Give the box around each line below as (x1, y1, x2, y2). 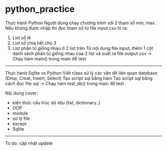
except (12, 120, 27, 127)
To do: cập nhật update (5, 140, 53, 146)
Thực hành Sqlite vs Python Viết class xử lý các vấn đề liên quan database (5, 70, 158, 76)
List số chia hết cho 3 (12, 40, 57, 46)
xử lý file (12, 115, 30, 121)
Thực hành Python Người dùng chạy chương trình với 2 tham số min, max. (5, 20, 157, 26)
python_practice (5, 3, 75, 15)
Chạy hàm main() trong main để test (12, 55, 86, 61)
